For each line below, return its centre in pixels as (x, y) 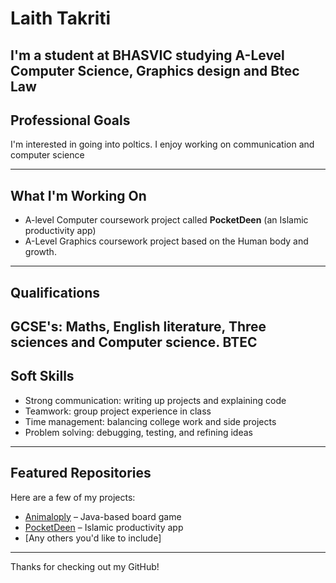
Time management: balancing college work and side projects (150, 421)
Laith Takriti (61, 18)
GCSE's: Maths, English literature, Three (138, 326)
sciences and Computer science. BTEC (134, 342)
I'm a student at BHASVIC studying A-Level (147, 55)
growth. (40, 252)
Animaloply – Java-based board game (103, 516)
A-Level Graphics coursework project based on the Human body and (166, 241)
